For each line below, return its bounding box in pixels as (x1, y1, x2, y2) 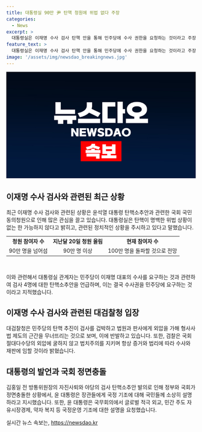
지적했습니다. (22, 288, 53, 295)
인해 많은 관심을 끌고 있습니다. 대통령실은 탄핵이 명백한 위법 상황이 (37, 217, 192, 224)
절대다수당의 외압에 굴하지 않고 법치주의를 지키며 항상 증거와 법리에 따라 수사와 (6, 340, 191, 347)
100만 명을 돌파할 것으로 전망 (108, 247, 177, 255)
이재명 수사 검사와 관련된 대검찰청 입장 (6, 307, 139, 318)
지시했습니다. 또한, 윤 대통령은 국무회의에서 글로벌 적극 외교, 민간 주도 (22, 399, 186, 406)
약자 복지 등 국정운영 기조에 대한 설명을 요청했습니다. (33, 406, 158, 413)
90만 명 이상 (63, 247, 93, 255)
